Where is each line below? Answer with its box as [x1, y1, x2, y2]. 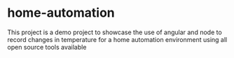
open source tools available [7, 43, 87, 51]
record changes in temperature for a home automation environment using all [7, 35, 228, 43]
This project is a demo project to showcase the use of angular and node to [7, 28, 222, 36]
